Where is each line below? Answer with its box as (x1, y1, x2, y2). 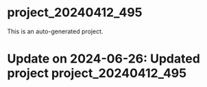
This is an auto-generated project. (7, 27, 103, 35)
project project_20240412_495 (7, 66, 187, 81)
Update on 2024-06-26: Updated (7, 51, 201, 67)
